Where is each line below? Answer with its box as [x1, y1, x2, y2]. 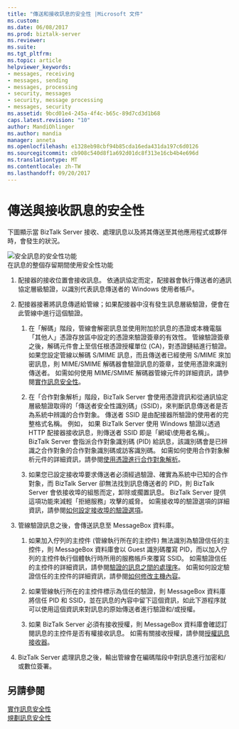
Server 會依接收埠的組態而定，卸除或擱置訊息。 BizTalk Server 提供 [28, 488, 226, 496]
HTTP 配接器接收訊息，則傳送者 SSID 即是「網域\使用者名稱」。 [28, 428, 213, 437]
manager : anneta [7, 136, 55, 143]
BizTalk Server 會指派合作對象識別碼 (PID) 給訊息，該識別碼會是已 [28, 437, 222, 446]
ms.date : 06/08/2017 [7, 24, 69, 31]
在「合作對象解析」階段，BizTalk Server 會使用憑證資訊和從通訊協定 [28, 392, 228, 401]
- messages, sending [7, 76, 69, 84]
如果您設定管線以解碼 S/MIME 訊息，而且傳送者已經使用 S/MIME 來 [28, 350, 225, 359]
